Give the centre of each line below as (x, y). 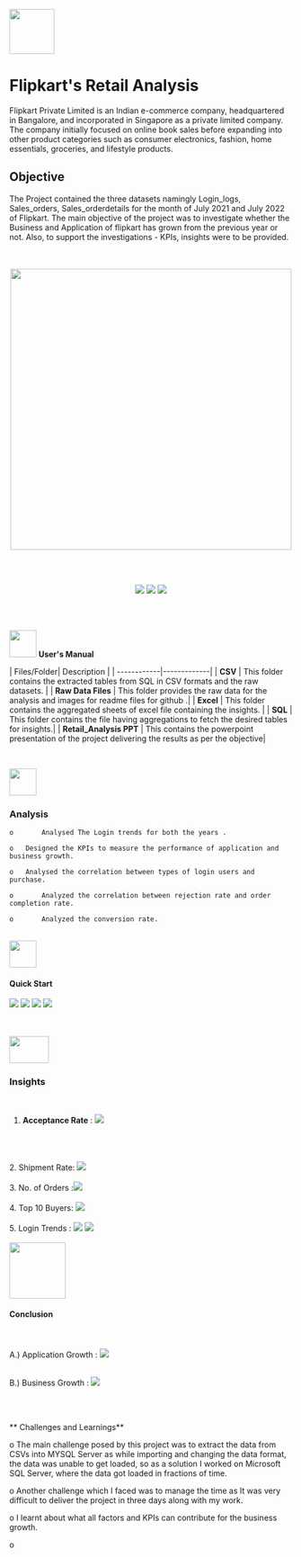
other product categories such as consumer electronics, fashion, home (141, 139)
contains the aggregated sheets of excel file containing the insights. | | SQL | (151, 710)
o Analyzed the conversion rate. (84, 919)
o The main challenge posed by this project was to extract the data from (143, 1445)
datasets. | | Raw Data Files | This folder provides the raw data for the (138, 690)
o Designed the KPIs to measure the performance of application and (144, 849)
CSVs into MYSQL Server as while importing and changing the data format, (148, 1454)
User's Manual (66, 654)
